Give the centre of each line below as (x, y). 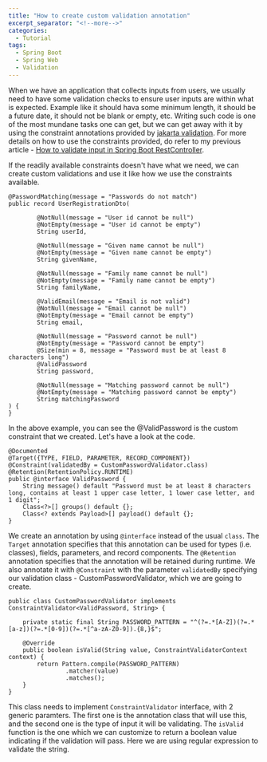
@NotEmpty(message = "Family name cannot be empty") (126, 280)
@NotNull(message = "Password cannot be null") (117, 336)
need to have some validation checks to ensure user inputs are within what (131, 99)
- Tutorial (33, 38)
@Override (39, 643)
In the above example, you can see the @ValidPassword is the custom (123, 428)
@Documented (28, 451)
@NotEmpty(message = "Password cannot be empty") (121, 343)
